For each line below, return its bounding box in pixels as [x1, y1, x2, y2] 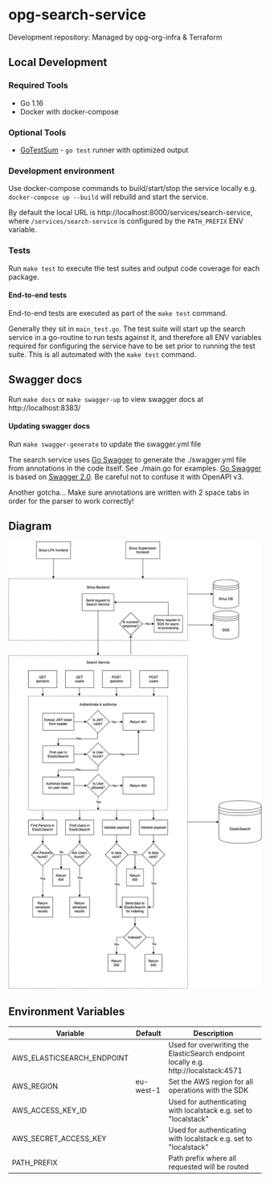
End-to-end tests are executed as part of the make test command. [8, 308, 227, 317]
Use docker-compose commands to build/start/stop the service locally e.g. [8, 184, 257, 193]
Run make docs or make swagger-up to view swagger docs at [8, 394, 204, 404]
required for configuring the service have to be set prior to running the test [8, 341, 256, 350]
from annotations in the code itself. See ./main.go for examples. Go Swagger [8, 463, 262, 473]
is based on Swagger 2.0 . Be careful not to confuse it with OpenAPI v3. [8, 471, 244, 481]
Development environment [8, 165, 115, 176]
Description [193, 1028, 234, 1038]
